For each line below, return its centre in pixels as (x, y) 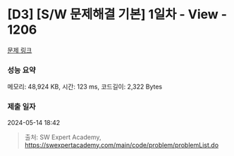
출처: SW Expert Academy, (63, 137)
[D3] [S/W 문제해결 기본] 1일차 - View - (117, 14)
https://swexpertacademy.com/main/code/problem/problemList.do (122, 145)
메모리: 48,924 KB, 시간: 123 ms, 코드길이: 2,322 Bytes (85, 87)
